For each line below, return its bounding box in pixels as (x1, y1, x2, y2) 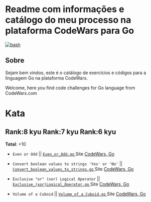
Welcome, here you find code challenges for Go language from (5, 85, 135, 91)
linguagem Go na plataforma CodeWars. (5, 75, 88, 81)
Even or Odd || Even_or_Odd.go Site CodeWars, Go (12, 151, 114, 157)
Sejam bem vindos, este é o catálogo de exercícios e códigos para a (5, 70, 146, 76)
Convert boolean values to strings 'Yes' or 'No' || (12, 160, 123, 167)
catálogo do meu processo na (5, 14, 131, 26)
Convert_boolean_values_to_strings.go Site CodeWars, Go (12, 166, 134, 172)
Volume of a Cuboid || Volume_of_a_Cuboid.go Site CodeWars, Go (12, 190, 146, 197)
